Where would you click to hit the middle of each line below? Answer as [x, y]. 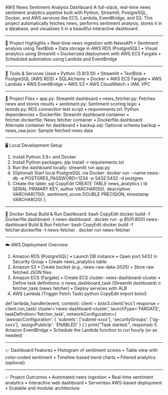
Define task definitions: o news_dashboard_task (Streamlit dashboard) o [86, 283]
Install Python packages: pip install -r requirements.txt [68, 162]
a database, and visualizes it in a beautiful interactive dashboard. [72, 29]
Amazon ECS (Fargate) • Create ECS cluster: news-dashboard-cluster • [86, 278]
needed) [14, 335]
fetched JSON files [32, 272]
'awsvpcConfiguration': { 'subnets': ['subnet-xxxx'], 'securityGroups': [77, 319]
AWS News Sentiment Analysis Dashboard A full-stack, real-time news [78, 7]
